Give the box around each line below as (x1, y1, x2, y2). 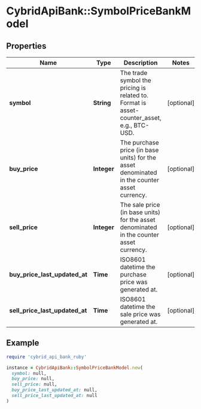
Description (123, 59, 158, 67)
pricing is (120, 84, 147, 92)
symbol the (120, 76, 151, 85)
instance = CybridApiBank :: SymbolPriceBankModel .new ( (6, 365, 144, 371)
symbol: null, (11, 370, 47, 376)
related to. (120, 91, 148, 100)
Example (6, 338, 39, 348)
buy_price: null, (11, 376, 55, 382)
